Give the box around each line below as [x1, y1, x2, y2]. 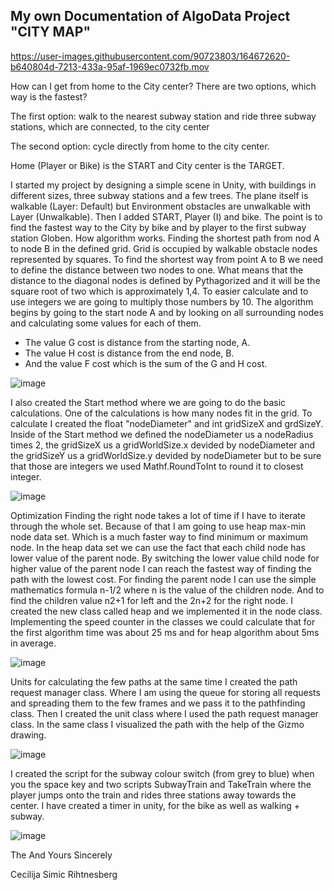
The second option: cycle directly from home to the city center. [10, 140, 270, 152]
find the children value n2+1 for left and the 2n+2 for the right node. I [10, 594, 293, 606]
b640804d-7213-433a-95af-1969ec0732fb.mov [10, 60, 210, 73]
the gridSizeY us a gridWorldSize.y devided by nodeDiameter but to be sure [10, 449, 322, 461]
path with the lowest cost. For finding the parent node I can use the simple [10, 573, 317, 585]
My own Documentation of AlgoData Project [10, 8, 291, 25]
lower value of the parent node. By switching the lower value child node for [10, 552, 320, 564]
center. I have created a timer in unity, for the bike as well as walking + [10, 799, 301, 811]
